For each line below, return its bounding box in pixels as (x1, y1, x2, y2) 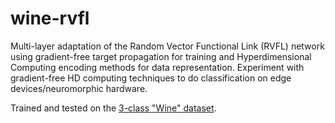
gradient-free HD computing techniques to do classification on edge (10, 72, 292, 84)
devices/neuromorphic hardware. (10, 82, 148, 94)
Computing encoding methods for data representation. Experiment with (10, 61, 305, 73)
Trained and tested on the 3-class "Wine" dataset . (10, 102, 217, 114)
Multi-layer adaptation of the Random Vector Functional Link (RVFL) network (10, 40, 325, 52)
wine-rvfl (10, 7, 90, 30)
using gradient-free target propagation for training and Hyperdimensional (10, 50, 312, 62)
